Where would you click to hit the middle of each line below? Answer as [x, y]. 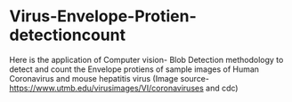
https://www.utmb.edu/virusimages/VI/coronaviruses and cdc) [124, 88]
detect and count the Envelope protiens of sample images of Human [134, 69]
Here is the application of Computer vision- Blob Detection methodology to [146, 59]
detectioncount [68, 35]
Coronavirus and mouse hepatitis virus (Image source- [109, 78]
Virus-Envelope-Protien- [103, 16]
